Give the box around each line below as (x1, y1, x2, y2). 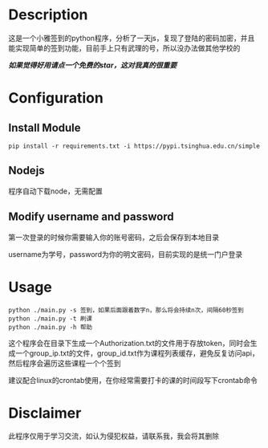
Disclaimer (8, 404, 82, 422)
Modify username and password (8, 210, 174, 224)
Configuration (8, 89, 104, 108)
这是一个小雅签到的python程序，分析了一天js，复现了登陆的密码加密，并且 (8, 33, 255, 43)
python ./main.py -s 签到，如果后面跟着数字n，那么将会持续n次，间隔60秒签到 (8, 306, 245, 314)
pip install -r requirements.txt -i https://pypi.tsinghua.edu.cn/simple (8, 142, 261, 150)
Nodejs (8, 164, 46, 177)
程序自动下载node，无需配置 (8, 186, 103, 196)
